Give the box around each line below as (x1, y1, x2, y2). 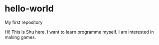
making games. (4, 34, 36, 40)
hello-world (4, 3, 54, 14)
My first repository (4, 19, 43, 25)
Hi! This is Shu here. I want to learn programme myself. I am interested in (4, 29, 154, 35)
